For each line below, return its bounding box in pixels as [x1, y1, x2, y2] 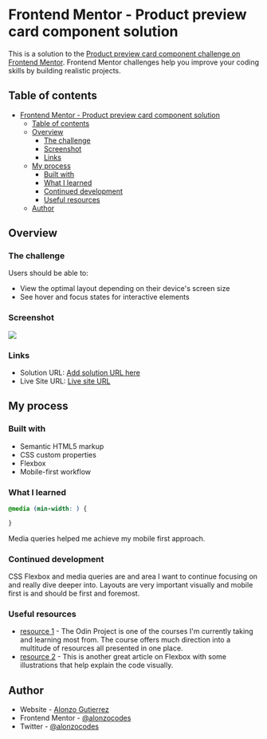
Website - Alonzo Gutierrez [19, 705, 109, 714]
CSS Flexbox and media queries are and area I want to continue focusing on [8, 572, 257, 581]
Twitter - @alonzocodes [19, 721, 100, 731]
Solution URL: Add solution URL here [19, 368, 141, 378]
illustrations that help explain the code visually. [19, 660, 174, 670]
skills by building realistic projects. [8, 65, 121, 75]
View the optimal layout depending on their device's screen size [19, 284, 230, 293]
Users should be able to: [8, 269, 89, 278]
